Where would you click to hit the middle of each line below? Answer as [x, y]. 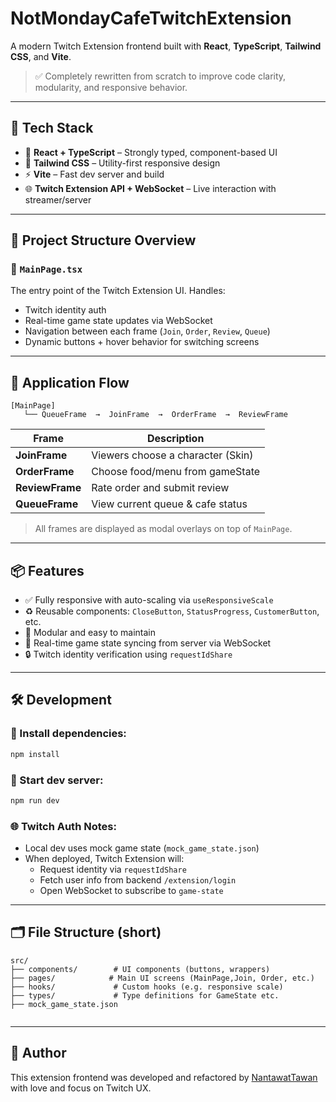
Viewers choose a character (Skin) [172, 455]
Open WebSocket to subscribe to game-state [131, 891]
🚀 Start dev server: [57, 780]
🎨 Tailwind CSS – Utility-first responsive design [122, 163]
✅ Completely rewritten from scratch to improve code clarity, [160, 76]
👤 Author [38, 1053]
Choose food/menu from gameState [176, 472]
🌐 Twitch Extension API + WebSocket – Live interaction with [150, 188]
